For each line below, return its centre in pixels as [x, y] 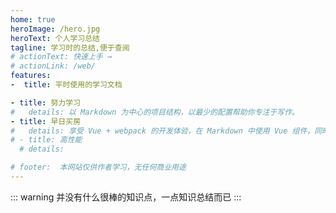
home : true [33, 19]
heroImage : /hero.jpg [55, 29]
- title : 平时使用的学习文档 [66, 85]
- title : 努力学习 [46, 102]
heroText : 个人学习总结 [55, 38]
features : [31, 76]
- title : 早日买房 [46, 121]
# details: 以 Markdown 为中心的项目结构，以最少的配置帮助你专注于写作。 [155, 112]
